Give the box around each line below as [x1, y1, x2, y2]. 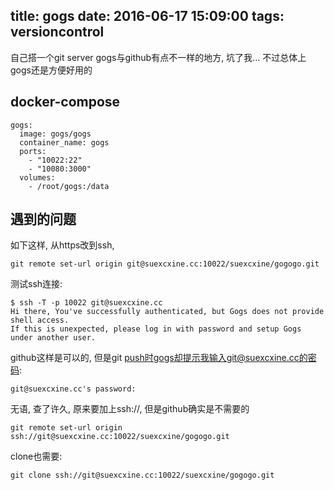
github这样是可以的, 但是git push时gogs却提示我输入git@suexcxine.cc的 [10, 352, 308, 364]
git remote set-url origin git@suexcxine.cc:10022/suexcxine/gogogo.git [10, 259, 320, 269]
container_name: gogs [19, 137, 110, 148]
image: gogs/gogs [19, 129, 92, 139]
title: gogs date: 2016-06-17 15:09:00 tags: [10, 8, 285, 25]
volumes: [19, 172, 56, 183]
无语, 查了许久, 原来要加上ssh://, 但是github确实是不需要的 [10, 403, 250, 415]
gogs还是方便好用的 [10, 64, 93, 76]
